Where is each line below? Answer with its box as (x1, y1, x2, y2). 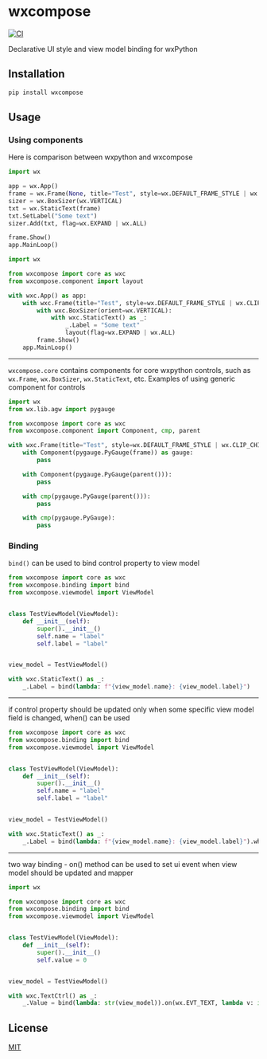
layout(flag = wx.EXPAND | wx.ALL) (64, 329, 176, 337)
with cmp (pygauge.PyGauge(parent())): (22, 492, 151, 500)
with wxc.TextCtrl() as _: (8, 991, 98, 1000)
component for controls (8, 382, 86, 392)
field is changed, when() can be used (8, 713, 130, 723)
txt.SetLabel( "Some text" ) (8, 212, 98, 220)
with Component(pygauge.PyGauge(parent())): (22, 470, 172, 478)
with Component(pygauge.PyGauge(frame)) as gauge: (22, 449, 194, 457)
